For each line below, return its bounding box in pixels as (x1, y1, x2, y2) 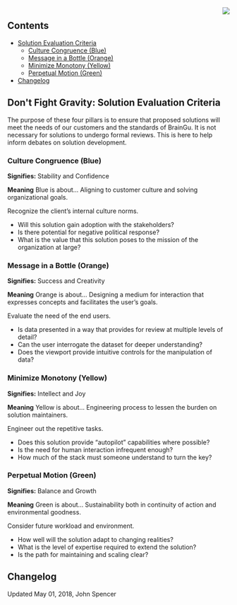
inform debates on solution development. (7, 138, 127, 146)
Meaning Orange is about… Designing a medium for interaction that (7, 290, 205, 299)
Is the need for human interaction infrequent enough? (17, 445, 174, 454)
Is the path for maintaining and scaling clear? (17, 550, 149, 558)
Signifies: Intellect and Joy (7, 389, 86, 398)
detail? (17, 333, 37, 342)
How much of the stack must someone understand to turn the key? (17, 453, 212, 461)
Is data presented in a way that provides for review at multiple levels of (17, 325, 224, 334)
